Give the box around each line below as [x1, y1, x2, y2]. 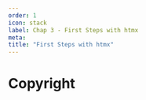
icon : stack [8, 19, 47, 27]
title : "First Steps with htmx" [8, 41, 114, 49]
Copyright [8, 75, 76, 93]
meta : [8, 33, 26, 42]
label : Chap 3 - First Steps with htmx [8, 26, 139, 34]
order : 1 [8, 11, 37, 20]
